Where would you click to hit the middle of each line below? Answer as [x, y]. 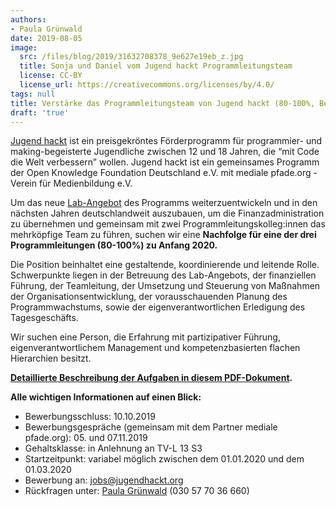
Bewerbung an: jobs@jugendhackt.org [104, 480]
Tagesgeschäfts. [44, 318]
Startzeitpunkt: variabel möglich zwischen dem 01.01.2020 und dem [164, 459]
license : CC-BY [51, 76]
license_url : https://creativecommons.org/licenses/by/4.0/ [147, 85]
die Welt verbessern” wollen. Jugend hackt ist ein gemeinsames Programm [165, 162]
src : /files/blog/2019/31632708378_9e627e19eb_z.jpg [131, 57]
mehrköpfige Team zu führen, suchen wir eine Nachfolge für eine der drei [163, 235]
